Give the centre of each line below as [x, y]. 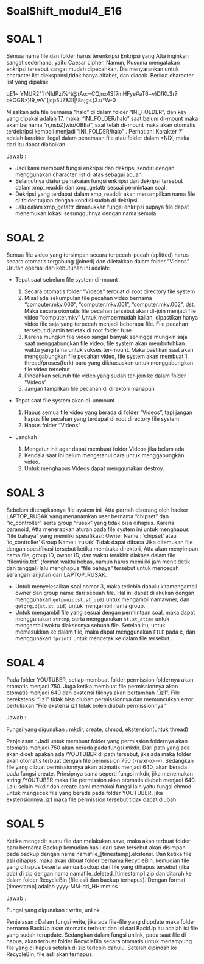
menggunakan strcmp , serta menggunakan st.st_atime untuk [92, 619]
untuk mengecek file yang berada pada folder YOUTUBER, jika [85, 793]
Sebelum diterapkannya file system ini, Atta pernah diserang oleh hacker [97, 510]
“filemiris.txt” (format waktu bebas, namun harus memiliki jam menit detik [98, 562]
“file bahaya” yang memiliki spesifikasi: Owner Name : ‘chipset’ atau [91, 536]
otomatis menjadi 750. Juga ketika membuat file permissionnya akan [92, 686]
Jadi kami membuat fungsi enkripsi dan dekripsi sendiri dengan [95, 168]
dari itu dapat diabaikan [36, 145]
